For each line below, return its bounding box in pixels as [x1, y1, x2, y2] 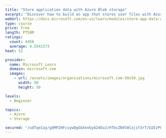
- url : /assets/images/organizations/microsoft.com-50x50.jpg [14, 76, 145, 81]
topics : [5, 107, 21, 112]
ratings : [5, 35, 23, 40]
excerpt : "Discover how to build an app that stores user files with [5, 12, 152, 17]
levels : [5, 94, 21, 99]
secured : [5, 125, 23, 131]
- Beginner [9, 98, 32, 103]
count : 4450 [9, 39, 35, 44]
